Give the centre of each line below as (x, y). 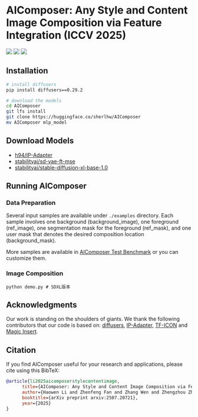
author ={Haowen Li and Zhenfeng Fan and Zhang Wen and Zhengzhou (103, 392)
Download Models (40, 141)
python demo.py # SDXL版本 (38, 287)
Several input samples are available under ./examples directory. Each (90, 216)
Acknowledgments (42, 305)
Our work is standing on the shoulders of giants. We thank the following (93, 319)
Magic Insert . (22, 332)
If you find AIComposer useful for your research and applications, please (95, 364)
